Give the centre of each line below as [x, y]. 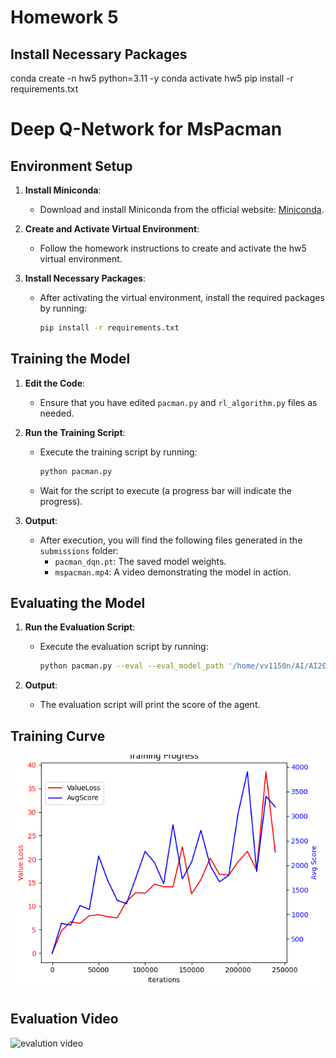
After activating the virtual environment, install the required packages [182, 297]
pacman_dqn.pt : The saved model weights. [140, 561]
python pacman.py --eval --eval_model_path [132, 666]
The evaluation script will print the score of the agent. [150, 705]
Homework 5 [64, 17]
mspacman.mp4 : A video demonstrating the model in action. [173, 572]
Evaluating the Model [78, 602]
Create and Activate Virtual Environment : [112, 229]
